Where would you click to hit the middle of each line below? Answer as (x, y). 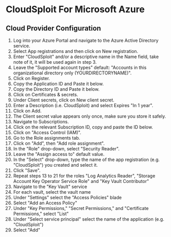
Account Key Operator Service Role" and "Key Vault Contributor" (81, 181)
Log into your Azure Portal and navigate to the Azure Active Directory (86, 40)
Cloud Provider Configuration (53, 28)
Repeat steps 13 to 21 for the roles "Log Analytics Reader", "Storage (84, 176)
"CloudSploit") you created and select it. (55, 165)
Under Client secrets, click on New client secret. (64, 100)
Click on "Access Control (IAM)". (47, 133)
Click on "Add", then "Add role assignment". (59, 143)
